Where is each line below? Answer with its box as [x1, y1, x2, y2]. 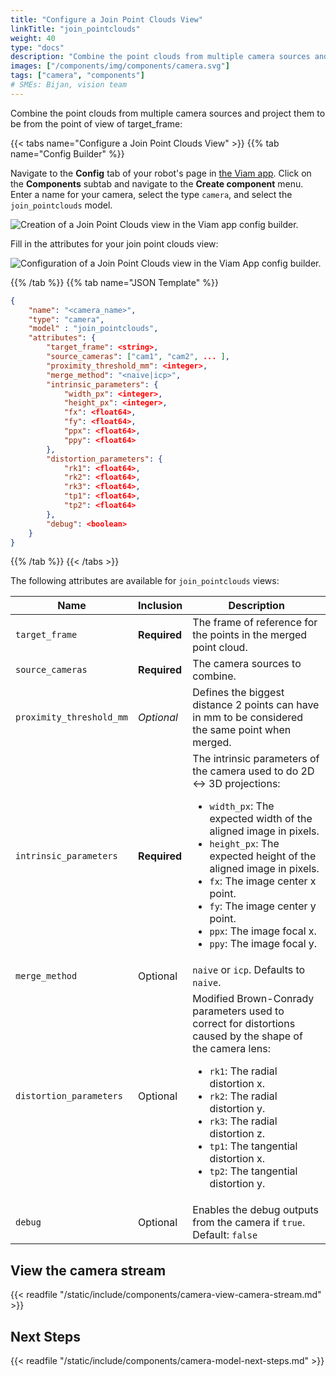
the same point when [192, 723, 292, 737]
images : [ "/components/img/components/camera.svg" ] [10, 61, 230, 71]
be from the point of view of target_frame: [10, 117, 183, 130]
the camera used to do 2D [192, 764, 315, 778]
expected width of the [209, 812, 313, 826]
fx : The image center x [209, 874, 317, 888]
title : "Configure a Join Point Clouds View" [10, 14, 203, 25]
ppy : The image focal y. [209, 937, 318, 951]
